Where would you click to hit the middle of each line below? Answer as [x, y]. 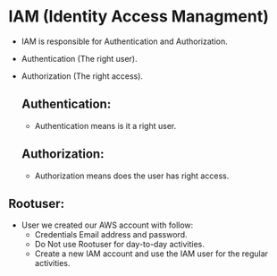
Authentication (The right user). [79, 58]
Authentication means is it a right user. [105, 125]
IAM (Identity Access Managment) [138, 17]
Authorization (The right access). [82, 76]
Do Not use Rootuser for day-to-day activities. [119, 245]
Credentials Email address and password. [111, 235]
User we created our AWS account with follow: [107, 225]
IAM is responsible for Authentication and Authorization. [125, 41]
